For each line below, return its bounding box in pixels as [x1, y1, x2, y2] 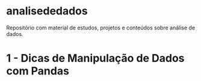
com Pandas [6, 64, 69, 78]
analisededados [6, 4, 88, 18]
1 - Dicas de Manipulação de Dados [6, 52, 185, 65]
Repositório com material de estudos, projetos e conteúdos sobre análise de [6, 24, 196, 31]
